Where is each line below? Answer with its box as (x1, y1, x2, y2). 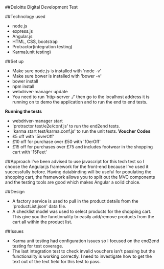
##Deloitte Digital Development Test (5, 4, 78, 10)
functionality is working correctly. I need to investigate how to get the (12, 253, 152, 259)
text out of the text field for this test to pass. (12, 259, 101, 264)
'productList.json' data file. (12, 204, 67, 209)
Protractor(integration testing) (12, 44, 72, 49)
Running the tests (5, 108, 42, 114)
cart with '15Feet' (12, 149, 47, 155)
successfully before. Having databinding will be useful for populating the (5, 169, 152, 175)
